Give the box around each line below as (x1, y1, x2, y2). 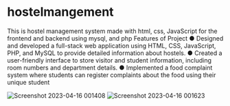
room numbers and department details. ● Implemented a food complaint (7, 63, 213, 72)
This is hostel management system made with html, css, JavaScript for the (7, 27, 218, 35)
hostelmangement (7, 4, 115, 20)
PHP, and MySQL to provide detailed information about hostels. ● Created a (7, 49, 222, 57)
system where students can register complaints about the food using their (7, 70, 216, 79)
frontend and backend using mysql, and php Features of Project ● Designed (7, 34, 224, 42)
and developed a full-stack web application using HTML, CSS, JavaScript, (7, 41, 216, 50)
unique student (7, 78, 50, 86)
